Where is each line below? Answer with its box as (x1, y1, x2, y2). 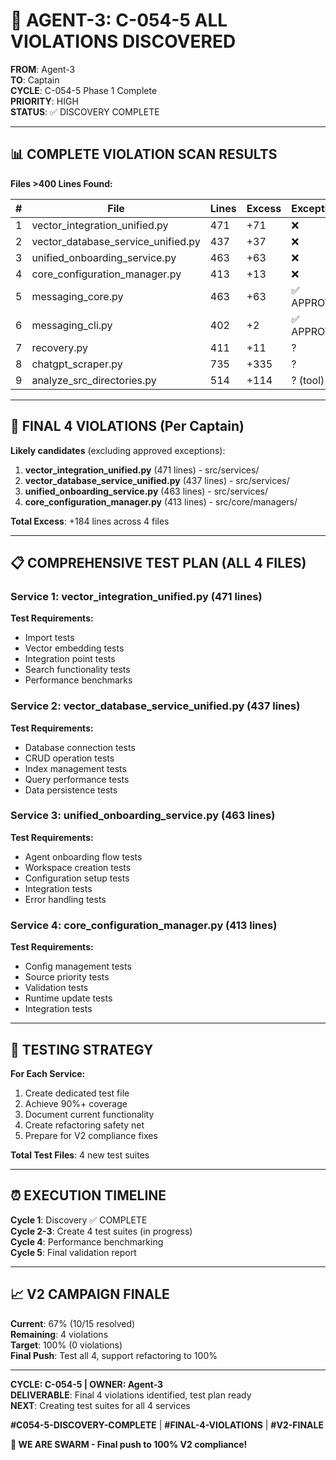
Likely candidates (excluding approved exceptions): (10, 444, 226, 456)
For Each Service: (10, 1067, 86, 1079)
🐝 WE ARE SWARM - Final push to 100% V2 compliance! (10, 1438, 248, 1450)
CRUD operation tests (24, 752, 115, 764)
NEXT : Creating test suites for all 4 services (10, 1399, 191, 1411)
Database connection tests (24, 741, 136, 753)
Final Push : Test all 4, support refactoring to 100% (10, 1349, 218, 1361)
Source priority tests (24, 971, 110, 983)
